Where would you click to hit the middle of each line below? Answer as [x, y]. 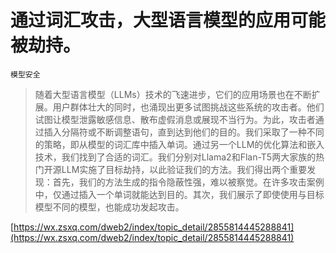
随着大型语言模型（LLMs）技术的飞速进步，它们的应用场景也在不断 [173, 94]
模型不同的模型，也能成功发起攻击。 [109, 207]
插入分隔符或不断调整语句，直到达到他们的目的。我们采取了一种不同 [184, 132]
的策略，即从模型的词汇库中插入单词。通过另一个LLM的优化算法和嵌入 [179, 144]
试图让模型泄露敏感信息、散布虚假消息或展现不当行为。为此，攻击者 [175, 119]
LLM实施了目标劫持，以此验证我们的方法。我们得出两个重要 [184, 169]
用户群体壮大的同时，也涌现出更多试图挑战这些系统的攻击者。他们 [188, 107]
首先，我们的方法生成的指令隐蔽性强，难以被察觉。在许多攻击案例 [188, 182]
